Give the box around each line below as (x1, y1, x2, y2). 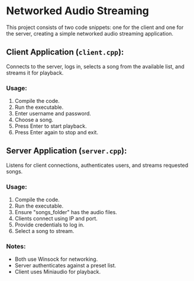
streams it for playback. (6, 69, 64, 76)
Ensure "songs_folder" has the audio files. (14, 209, 117, 216)
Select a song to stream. (14, 228, 75, 235)
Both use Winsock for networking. (14, 256, 98, 263)
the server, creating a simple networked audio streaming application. (6, 30, 173, 37)
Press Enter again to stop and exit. (14, 129, 99, 136)
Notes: (6, 243, 26, 251)
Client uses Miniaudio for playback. (14, 268, 101, 276)
